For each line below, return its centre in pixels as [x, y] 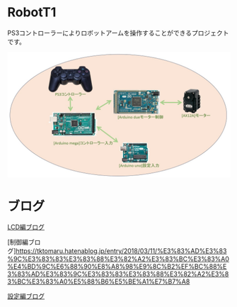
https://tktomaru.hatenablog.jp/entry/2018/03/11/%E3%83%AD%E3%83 [121, 251]
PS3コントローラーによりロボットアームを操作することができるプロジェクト [118, 33]
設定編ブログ [26, 296]
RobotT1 [32, 12]
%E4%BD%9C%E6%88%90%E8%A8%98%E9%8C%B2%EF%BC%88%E [117, 267]
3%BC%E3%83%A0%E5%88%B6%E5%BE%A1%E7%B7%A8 [99, 281]
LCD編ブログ [26, 227]
